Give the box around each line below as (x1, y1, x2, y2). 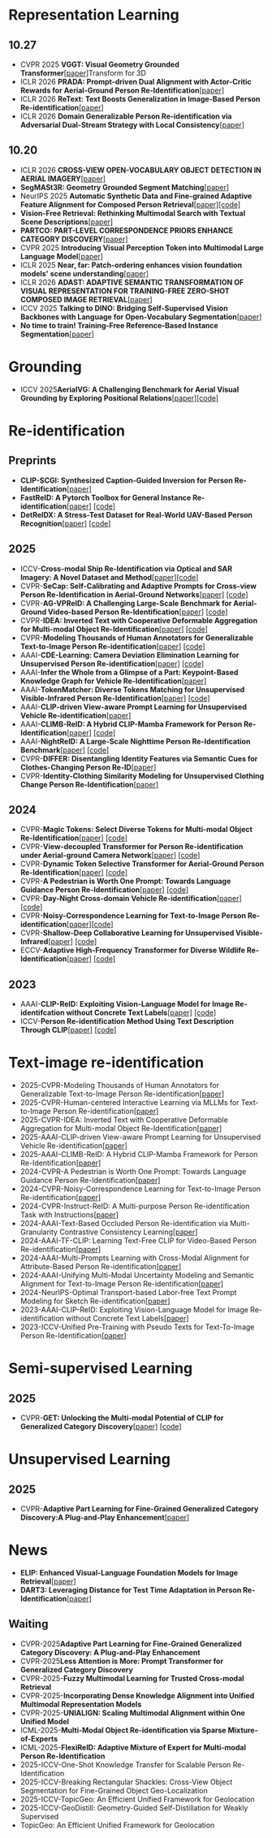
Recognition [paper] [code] (19, 518, 111, 528)
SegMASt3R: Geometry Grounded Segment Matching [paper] (19, 182, 230, 192)
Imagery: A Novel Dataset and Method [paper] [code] (19, 572, 199, 582)
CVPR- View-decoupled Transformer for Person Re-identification (19, 842, 244, 852)
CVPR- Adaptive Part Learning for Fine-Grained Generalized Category (19, 1504, 259, 1514)
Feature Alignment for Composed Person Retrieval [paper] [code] (19, 199, 241, 209)
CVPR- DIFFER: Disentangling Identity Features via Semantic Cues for (19, 753, 258, 763)
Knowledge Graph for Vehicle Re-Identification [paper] (19, 676, 207, 686)
